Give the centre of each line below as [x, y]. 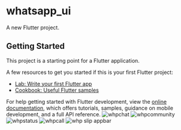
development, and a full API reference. [53, 114]
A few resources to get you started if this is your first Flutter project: [90, 72]
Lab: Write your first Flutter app [53, 83]
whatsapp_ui [39, 11]
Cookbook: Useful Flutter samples [57, 90]
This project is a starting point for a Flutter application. [73, 60]
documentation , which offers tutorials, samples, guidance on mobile [90, 108]
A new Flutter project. [33, 27]
